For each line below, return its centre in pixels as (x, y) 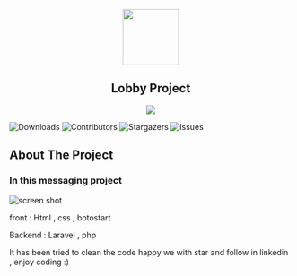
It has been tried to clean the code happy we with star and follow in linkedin (149, 252)
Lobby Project (151, 88)
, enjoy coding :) (39, 262)
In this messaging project (66, 181)
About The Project (61, 155)
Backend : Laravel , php (53, 235)
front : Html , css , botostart (60, 217)
